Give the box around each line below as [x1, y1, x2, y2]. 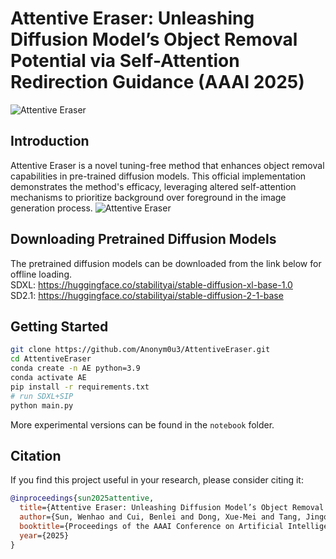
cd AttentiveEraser [10, 354, 92, 364]
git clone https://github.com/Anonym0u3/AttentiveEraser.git [10, 345, 271, 355]
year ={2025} [19, 530, 70, 541]
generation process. [10, 202, 93, 214]
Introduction [10, 133, 90, 150]
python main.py [10, 400, 74, 411]
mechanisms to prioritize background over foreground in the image [10, 191, 287, 203]
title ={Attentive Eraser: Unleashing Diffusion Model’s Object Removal [19, 503, 325, 513]
